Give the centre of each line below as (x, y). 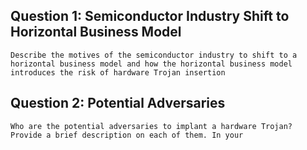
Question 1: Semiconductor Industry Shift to (150, 16)
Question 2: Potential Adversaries (118, 103)
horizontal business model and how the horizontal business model (151, 64)
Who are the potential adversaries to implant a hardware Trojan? (151, 126)
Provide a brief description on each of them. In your (127, 135)
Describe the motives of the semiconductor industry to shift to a (154, 55)
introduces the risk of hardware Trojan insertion (118, 72)
